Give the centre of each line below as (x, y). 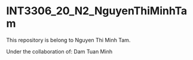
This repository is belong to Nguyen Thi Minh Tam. (68, 40)
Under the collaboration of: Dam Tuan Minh (59, 51)
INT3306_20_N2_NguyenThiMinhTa (97, 11)
